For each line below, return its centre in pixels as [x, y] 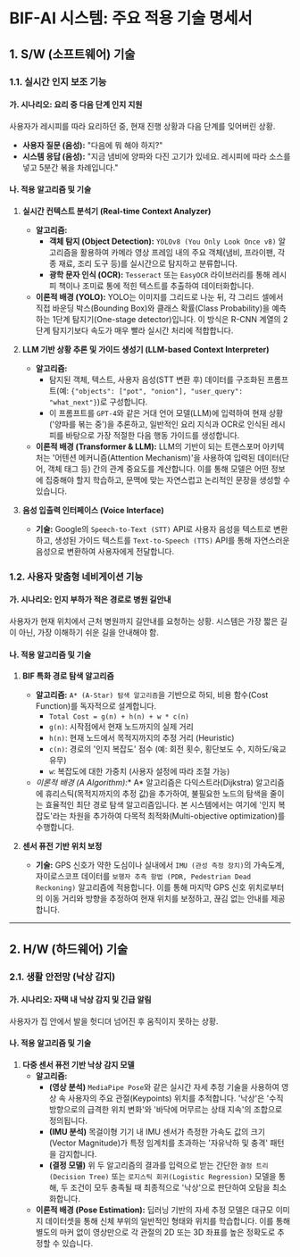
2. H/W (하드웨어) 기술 [69, 949]
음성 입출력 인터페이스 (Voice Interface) [93, 510]
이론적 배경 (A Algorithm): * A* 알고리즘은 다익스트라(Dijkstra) [145, 783]
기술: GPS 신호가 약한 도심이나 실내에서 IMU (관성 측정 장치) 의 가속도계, [160, 865]
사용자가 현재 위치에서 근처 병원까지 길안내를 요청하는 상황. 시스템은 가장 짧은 [144, 621]
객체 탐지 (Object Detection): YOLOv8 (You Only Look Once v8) [162, 241]
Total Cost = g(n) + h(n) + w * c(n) [119, 717]
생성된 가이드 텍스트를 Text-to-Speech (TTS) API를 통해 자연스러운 [172, 540]
